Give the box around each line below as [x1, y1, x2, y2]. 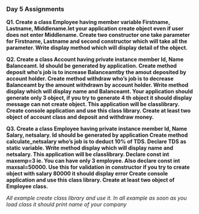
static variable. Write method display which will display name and [6, 144, 173, 152]
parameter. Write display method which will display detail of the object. [6, 44, 188, 51]
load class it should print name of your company [6, 201, 127, 208]
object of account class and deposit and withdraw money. [6, 113, 155, 121]
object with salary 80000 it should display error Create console [6, 170, 168, 177]
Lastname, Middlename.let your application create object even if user [6, 25, 184, 32]
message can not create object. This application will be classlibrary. [6, 101, 180, 108]
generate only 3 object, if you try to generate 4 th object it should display [6, 94, 192, 101]
